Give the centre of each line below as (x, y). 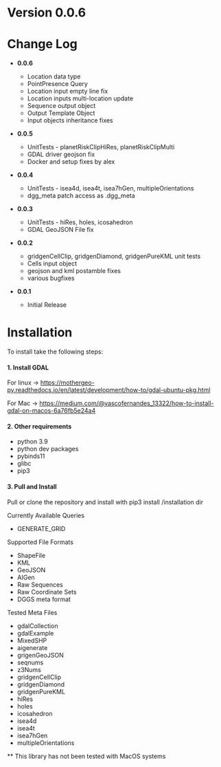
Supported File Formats (40, 542)
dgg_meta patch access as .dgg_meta (81, 196)
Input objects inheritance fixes (70, 120)
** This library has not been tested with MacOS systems (86, 756)
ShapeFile (31, 555)
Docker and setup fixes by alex (71, 162)
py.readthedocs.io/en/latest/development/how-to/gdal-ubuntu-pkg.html (109, 390)
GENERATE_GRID (41, 528)
